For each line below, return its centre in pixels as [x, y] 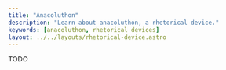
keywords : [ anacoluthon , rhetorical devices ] [84, 30]
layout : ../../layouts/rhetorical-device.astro [87, 37]
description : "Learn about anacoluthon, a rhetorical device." [114, 23]
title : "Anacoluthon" [44, 15]
